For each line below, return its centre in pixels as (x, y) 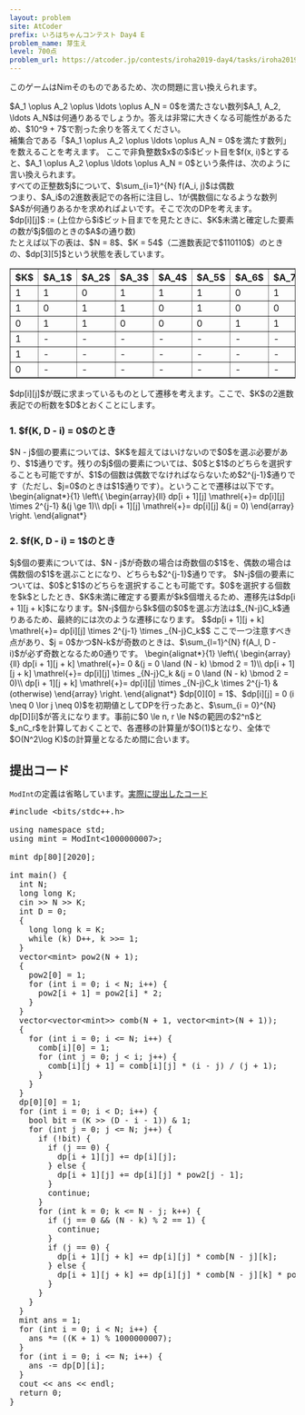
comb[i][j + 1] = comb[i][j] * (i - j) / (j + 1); (163, 1066)
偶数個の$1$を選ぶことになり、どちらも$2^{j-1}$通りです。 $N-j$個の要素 (148, 574)
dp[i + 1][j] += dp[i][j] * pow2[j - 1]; (151, 1175)
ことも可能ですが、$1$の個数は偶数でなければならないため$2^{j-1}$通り (152, 475)
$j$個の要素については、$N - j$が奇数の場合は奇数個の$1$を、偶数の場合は (151, 562)
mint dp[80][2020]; (53, 857)
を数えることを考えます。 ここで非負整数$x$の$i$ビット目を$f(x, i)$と (142, 152)
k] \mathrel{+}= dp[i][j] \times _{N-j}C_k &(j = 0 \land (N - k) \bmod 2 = (156, 673)
